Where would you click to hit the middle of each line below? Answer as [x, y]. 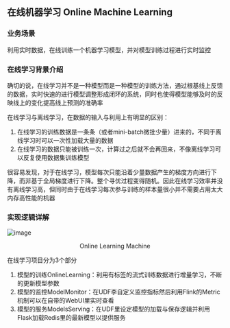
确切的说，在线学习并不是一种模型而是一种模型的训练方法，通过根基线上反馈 [115, 85]
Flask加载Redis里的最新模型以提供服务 [71, 318]
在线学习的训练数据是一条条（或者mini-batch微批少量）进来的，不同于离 [119, 132]
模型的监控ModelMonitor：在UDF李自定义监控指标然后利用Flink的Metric [118, 292]
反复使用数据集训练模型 [56, 157]
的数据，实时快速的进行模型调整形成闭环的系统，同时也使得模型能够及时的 [112, 94]
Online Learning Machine [115, 246]
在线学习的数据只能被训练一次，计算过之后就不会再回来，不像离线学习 [116, 149]
